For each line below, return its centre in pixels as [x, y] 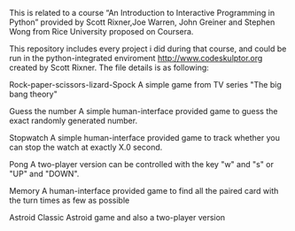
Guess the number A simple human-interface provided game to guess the [144, 111]
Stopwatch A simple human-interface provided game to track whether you [145, 138]
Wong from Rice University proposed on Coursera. [101, 31]
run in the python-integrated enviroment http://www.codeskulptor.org [136, 58]
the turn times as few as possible [70, 200]
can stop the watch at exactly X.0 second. [86, 147]
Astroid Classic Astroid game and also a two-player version [117, 217]
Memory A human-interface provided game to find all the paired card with [144, 191]
